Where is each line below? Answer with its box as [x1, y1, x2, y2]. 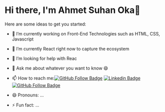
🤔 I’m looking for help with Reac [11, 55, 77, 61]
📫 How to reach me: [11, 75, 55, 81]
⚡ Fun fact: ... [11, 102, 39, 108]
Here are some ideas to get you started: [4, 21, 87, 27]
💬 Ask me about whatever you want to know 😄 [11, 65, 108, 71]
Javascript [11, 36, 34, 42]
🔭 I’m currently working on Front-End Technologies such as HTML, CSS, [11, 30, 160, 36]
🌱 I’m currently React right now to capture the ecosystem [11, 45, 130, 51]
